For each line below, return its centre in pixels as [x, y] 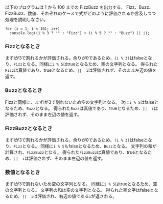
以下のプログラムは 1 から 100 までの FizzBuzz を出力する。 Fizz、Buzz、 [79, 7]
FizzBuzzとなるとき [29, 128]
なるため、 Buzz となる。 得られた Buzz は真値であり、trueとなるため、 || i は [81, 108]
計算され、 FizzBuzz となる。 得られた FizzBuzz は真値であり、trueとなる [76, 152]
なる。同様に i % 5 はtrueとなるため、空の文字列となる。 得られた [92, 64]
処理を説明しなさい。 [26, 19]
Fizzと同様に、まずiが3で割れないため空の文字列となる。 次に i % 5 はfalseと [82, 102]
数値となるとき [23, 172]
